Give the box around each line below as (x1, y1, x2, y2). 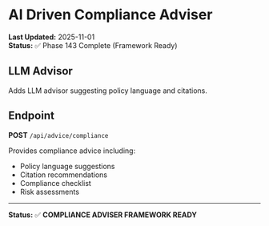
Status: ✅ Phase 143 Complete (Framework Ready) (8, 40, 178, 50)
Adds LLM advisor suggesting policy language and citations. (8, 86, 208, 95)
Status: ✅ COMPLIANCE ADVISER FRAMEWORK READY (8, 210, 198, 220)
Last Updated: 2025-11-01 (8, 32, 95, 42)
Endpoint (8, 109, 54, 123)
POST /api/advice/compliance (8, 130, 109, 139)
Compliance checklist (19, 178, 92, 188)
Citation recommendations (19, 170, 108, 180)
